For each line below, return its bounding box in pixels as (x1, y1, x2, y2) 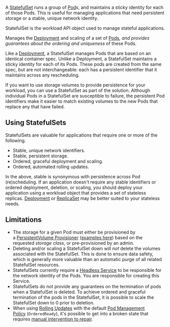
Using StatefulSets (5, 119, 66, 127)
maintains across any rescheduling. (5, 72, 80, 78)
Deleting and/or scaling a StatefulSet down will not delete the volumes (12, 245, 161, 251)
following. (5, 137, 26, 144)
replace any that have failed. (5, 104, 65, 109)
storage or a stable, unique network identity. (5, 15, 99, 21)
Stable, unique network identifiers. (12, 147, 85, 153)
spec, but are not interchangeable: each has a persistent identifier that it (5, 66, 157, 73)
